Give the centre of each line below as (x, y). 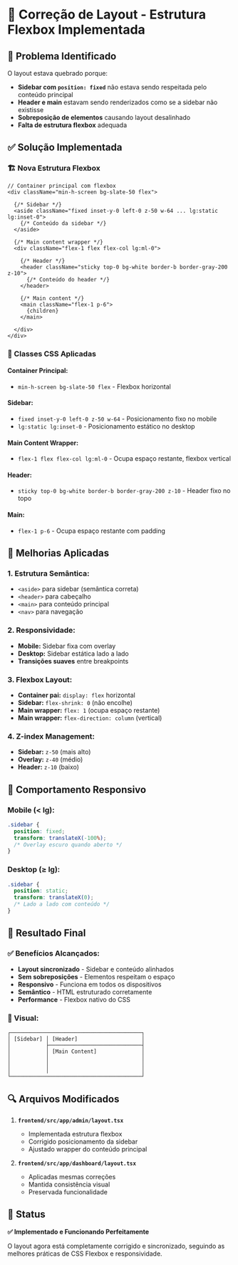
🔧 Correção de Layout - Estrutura (107, 15)
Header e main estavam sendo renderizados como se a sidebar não (118, 102)
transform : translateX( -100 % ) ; (60, 838)
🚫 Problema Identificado (62, 56)
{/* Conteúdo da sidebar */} (63, 223)
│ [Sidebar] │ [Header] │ (76, 1039)
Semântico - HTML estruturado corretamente (85, 991)
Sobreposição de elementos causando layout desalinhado (104, 117)
